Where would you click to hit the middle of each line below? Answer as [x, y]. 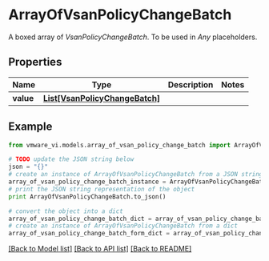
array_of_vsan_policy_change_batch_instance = [87, 182]
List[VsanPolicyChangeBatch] [101, 98]
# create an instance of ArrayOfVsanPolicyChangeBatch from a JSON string [136, 175]
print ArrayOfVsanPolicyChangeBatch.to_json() [87, 197]
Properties [35, 62]
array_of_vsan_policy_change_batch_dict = [80, 219]
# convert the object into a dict [66, 211]
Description [191, 84]
